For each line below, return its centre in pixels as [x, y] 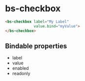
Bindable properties [36, 46]
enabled [20, 68]
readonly [21, 74]
